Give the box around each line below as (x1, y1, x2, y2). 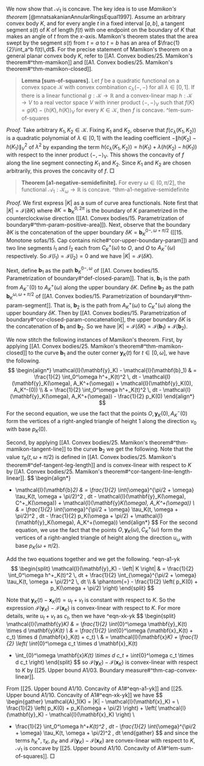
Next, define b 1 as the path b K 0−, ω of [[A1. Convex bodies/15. (6, 265, 160, 276)
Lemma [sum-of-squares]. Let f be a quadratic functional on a (21, 76, 180, 84)
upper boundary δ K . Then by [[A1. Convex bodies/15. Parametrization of (6, 309, 187, 317)
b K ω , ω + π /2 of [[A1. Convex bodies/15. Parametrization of (6, 292, 149, 301)
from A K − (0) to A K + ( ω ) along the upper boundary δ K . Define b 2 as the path (6, 282, 194, 292)
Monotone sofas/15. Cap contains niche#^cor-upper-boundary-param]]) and (6, 237, 199, 244)
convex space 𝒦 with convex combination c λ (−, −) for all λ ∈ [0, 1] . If (21, 83, 195, 92)
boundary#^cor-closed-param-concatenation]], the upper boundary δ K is (6, 316, 191, 323)
